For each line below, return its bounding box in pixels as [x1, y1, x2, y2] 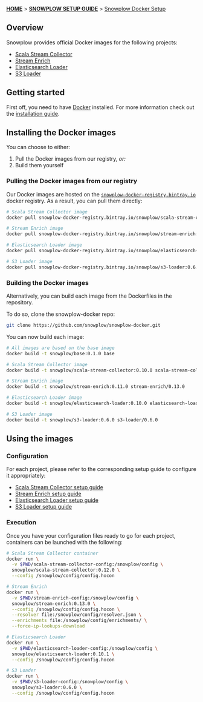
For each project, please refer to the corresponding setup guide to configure [6, 466, 196, 473]
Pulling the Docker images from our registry [6, 177, 138, 186]
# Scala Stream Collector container [6, 550, 98, 557]
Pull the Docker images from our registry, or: [14, 155, 126, 162]
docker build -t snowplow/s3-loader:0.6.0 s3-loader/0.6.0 [6, 416, 158, 423]
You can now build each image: [6, 333, 85, 340]
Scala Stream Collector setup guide [14, 484, 104, 491]
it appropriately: [6, 472, 46, 480]
